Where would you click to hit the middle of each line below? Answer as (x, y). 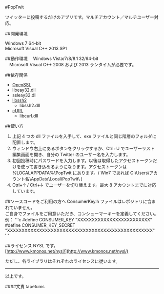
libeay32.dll (24, 90)
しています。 (25, 191)
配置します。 (25, 142)
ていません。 (22, 207)
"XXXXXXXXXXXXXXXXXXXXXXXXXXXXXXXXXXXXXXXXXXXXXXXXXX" (80, 230)
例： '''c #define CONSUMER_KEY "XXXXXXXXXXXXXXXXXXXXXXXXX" (79, 220)
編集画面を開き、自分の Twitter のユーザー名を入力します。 (71, 155)
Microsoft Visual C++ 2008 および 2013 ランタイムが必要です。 (73, 65)
